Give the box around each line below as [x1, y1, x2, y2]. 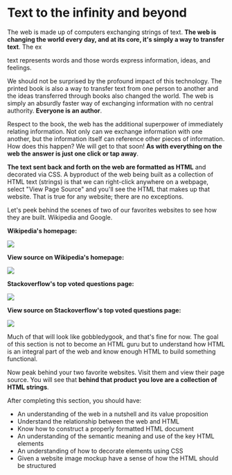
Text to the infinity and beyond [7, 5, 187, 21]
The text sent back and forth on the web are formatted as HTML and [7, 162, 206, 171]
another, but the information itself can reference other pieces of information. [7, 134, 225, 143]
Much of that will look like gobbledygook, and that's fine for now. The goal [7, 332, 219, 341]
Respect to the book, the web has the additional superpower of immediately [7, 119, 224, 128]
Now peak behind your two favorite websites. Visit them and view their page [7, 368, 225, 376]
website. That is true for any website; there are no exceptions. [7, 192, 184, 201]
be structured [17, 461, 57, 469]
